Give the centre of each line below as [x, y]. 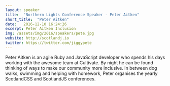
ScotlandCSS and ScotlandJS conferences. [50, 78]
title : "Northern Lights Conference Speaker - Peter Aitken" [72, 15]
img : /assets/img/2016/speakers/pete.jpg [50, 33]
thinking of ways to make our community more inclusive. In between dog [81, 68]
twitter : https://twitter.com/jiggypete [49, 43]
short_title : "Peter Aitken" [37, 19]
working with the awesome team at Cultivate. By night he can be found [79, 62]
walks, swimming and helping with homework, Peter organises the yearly [81, 73]
